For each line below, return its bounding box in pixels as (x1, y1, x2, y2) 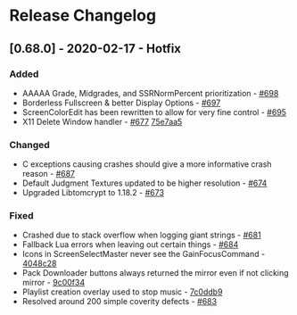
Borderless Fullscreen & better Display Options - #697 (21, 97, 221, 108)
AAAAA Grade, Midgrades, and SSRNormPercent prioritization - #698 (21, 87, 279, 98)
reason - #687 (21, 169, 76, 179)
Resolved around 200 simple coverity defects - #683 (21, 296, 217, 307)
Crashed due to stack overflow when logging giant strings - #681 (21, 229, 261, 241)
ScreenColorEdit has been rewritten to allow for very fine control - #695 (21, 106, 287, 117)
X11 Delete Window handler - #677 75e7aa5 (21, 116, 183, 127)
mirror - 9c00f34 (21, 278, 86, 288)
